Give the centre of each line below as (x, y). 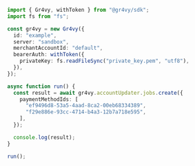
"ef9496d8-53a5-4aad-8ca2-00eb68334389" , (86, 106)
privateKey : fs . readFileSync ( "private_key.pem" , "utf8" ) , (104, 61)
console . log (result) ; (44, 137)
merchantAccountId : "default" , (58, 48)
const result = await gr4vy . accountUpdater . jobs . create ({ (99, 93)
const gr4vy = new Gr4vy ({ (46, 29)
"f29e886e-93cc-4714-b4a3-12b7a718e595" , (86, 112)
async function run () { (41, 86)
